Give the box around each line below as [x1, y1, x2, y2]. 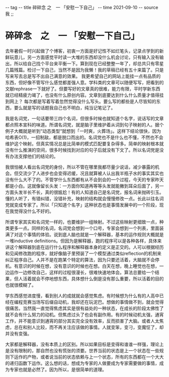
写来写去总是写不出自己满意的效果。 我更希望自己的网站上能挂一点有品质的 [5, 73, 161, 79]
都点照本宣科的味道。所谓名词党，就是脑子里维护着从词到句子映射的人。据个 [5, 122, 164, 128]
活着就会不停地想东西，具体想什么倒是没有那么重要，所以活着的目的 [22, 276, 164, 282]
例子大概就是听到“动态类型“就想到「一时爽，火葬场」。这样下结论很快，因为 [5, 128, 161, 134]
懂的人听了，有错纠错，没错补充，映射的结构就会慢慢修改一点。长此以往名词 [5, 195, 164, 201]
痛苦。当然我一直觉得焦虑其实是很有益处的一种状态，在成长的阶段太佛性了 [9, 305, 164, 311]
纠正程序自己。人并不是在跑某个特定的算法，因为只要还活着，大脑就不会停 [5, 256, 159, 262]
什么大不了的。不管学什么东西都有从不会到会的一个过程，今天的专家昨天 [14, 176, 164, 183]
